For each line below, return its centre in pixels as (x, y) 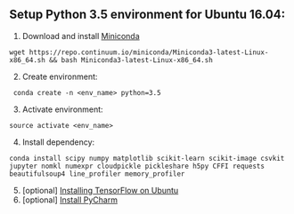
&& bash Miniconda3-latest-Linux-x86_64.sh (131, 60)
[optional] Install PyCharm (70, 200)
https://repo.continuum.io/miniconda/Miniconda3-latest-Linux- (149, 52)
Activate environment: (63, 109)
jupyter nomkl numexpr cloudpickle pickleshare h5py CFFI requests (137, 166)
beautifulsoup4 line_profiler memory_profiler (97, 174)
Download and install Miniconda (81, 36)
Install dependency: (58, 142)
